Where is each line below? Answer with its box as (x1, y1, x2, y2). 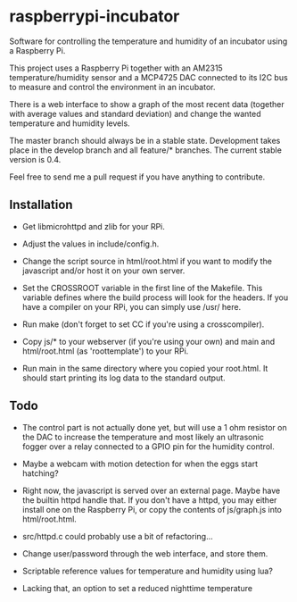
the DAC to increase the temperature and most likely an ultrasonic (21, 431, 265, 442)
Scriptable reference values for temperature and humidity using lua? (21, 565, 274, 576)
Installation (9, 197, 73, 213)
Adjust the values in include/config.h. (21, 238, 160, 249)
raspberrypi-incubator (9, 6, 180, 27)
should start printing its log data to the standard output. (21, 372, 226, 383)
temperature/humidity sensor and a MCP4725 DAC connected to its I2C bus (9, 71, 288, 82)
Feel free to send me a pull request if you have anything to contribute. (9, 171, 266, 182)
